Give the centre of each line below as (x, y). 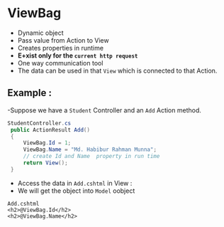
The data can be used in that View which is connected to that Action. (117, 70)
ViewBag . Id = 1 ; (47, 143)
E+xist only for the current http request (78, 56)
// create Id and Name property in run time (91, 157)
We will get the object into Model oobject (76, 191)
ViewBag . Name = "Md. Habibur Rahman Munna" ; (90, 150)
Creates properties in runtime (61, 48)
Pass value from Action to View (63, 40)
